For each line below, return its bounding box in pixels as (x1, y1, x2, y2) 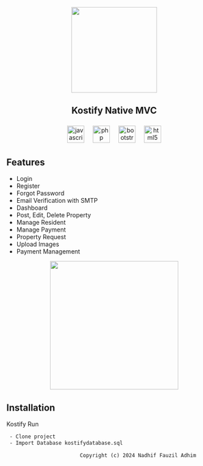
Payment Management (16, 247, 81, 256)
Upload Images (16, 240, 59, 249)
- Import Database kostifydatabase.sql (9, 439, 124, 446)
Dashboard (16, 204, 49, 212)
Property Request (16, 233, 66, 241)
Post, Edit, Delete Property (16, 211, 92, 219)
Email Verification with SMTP (16, 197, 98, 205)
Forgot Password (16, 189, 65, 197)
